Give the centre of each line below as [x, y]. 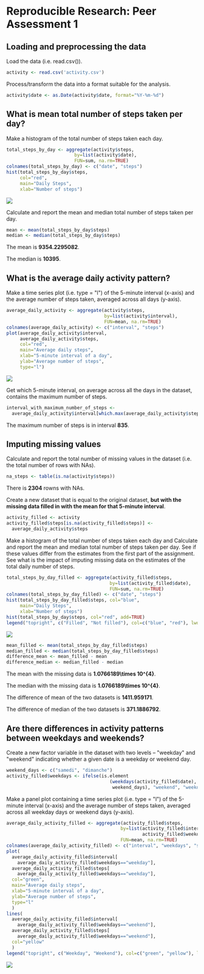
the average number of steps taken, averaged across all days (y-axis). [94, 299]
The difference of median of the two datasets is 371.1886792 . [83, 709]
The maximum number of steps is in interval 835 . [68, 425]
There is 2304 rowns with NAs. [46, 488]
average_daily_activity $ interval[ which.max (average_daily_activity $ [100, 413]
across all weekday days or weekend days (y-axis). [70, 812]
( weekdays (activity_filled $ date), [153, 782]
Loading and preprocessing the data [76, 47]
